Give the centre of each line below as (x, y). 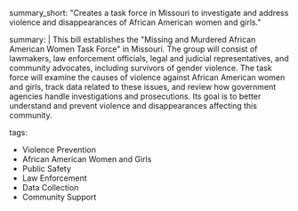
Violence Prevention (59, 150)
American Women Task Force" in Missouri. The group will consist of (133, 49)
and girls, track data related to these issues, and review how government (143, 87)
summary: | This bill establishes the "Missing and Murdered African (133, 40)
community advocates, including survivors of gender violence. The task (141, 68)
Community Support (59, 197)
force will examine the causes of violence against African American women (147, 77)
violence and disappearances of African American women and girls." (135, 22)
